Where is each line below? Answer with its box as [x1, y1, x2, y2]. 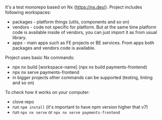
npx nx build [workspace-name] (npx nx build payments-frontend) [12, 64, 147, 70]
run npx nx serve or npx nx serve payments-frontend [12, 109, 120, 115]
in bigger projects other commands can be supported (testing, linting [12, 75, 153, 80]
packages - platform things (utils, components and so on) [12, 19, 130, 25]
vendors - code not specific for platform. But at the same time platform [12, 24, 157, 30]
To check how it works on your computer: [5, 90, 90, 95]
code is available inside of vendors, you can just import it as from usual [12, 30, 157, 35]
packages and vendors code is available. [12, 45, 96, 51]
